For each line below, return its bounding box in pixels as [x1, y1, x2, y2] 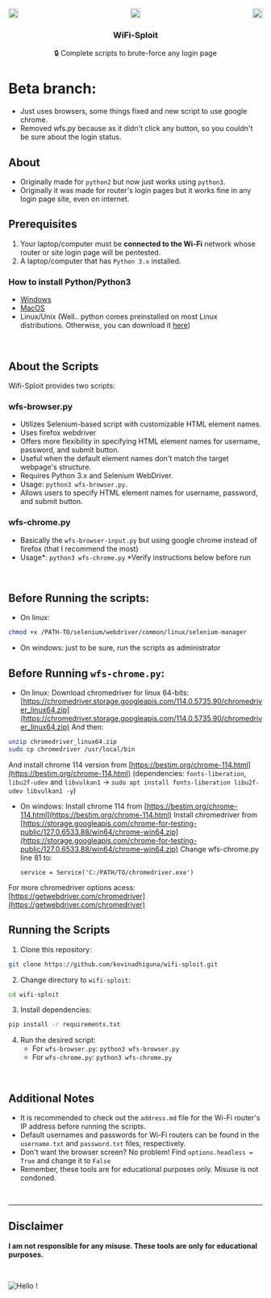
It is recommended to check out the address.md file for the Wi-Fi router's [19, 1113, 261, 1123]
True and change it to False [19, 1156, 111, 1166]
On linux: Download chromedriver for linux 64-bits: [19, 688, 190, 698]
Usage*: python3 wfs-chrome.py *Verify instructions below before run [19, 552, 252, 562]
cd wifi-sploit [8, 990, 60, 998]
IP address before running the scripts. [19, 1122, 147, 1132]
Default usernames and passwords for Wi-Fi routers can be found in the [19, 1130, 260, 1140]
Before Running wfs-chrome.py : [8, 666, 165, 680]
